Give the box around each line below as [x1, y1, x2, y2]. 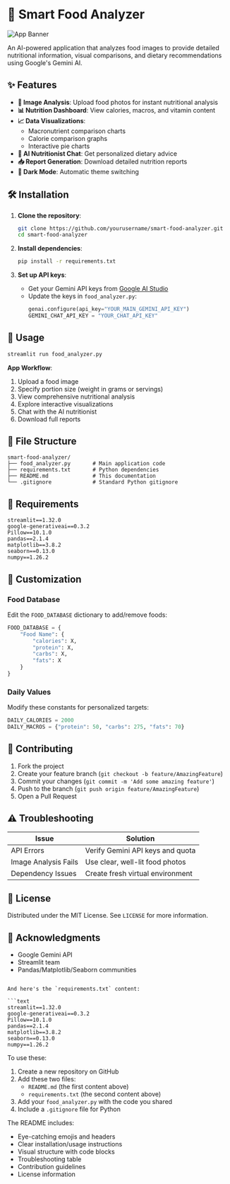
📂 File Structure [7, 436, 77, 448]
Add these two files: [17, 1075, 76, 1083]
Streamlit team [17, 958, 60, 967]
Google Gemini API [17, 950, 73, 959]
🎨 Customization [7, 573, 82, 585]
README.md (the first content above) [28, 1083, 129, 1091]
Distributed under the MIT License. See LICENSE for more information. [7, 911, 208, 920]
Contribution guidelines [17, 1163, 86, 1171]
